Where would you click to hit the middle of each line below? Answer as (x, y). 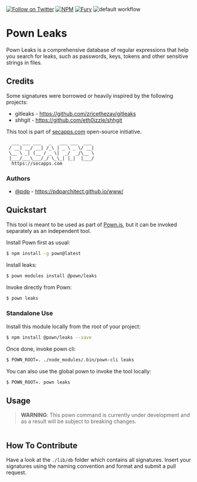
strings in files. (24, 62)
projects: (17, 102)
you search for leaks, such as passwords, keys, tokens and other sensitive (97, 56)
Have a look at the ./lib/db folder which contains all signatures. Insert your (99, 460)
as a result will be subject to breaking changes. (79, 422)
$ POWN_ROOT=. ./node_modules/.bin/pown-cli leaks (70, 360)
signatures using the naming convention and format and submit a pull (91, 466)
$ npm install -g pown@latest (44, 253)
